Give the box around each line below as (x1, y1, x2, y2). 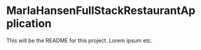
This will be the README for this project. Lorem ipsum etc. (6, 37, 153, 44)
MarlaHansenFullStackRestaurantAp (6, 4, 196, 18)
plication (6, 16, 52, 30)
